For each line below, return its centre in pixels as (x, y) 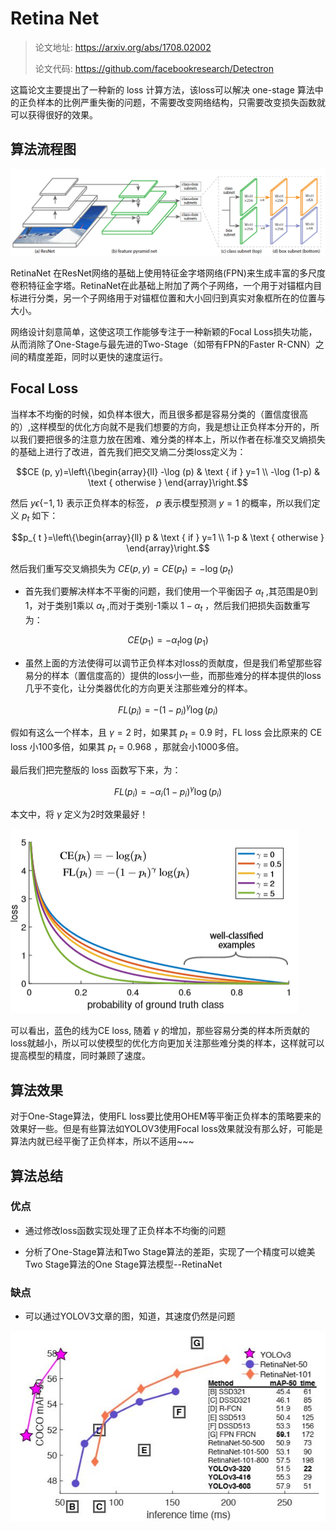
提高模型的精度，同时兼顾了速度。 (80, 1056)
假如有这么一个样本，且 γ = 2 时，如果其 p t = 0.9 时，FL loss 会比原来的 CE (166, 734)
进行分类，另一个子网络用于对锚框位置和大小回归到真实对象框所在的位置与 (172, 298)
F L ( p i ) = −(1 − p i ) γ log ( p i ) (168, 710)
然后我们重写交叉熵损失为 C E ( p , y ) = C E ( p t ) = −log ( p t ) (122, 569)
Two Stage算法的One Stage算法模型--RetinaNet (123, 1264)
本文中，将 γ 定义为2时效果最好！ (79, 814)
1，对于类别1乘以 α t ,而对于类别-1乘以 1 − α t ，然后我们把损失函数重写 (167, 607)
